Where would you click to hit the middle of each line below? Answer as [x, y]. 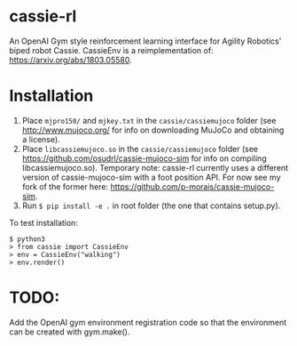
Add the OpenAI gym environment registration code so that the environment [148, 322]
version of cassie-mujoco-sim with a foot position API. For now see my [151, 177]
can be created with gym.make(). [70, 332]
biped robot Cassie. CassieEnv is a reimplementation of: [112, 50]
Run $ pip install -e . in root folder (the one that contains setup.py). [151, 205]
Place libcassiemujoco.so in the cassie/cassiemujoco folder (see [140, 149]
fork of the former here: [65, 186]
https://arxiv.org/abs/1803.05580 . [70, 60]
